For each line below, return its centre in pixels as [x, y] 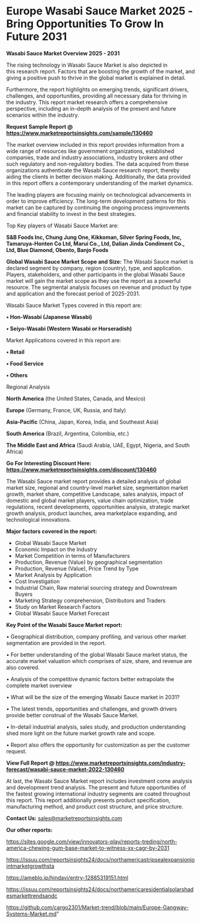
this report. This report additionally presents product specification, [88, 800]
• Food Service [25, 363]
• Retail [16, 352]
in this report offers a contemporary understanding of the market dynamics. [100, 183]
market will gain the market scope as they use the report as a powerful [94, 280]
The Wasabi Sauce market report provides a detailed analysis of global [94, 481]
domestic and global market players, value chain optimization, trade [90, 500]
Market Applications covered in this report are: [64, 340]
